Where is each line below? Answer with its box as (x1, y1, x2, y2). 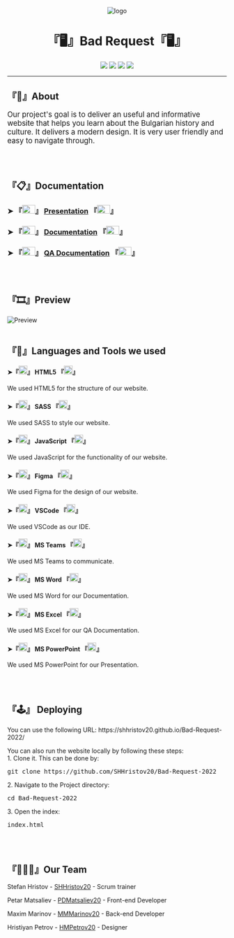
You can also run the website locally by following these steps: (7, 746, 184, 755)
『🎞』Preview (7, 294, 71, 305)
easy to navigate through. (7, 136, 95, 145)
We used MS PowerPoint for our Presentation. (7, 661, 139, 669)
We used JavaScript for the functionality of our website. (7, 453, 168, 461)
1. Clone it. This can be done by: (7, 754, 100, 763)
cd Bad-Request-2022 (7, 794, 78, 802)
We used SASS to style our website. (7, 418, 110, 426)
